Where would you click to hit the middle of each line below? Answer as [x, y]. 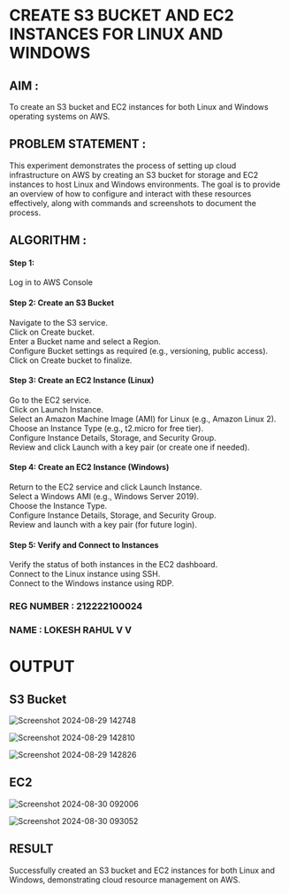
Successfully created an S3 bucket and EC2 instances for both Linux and [142, 870]
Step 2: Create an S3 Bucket [62, 303]
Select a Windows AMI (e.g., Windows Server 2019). [104, 497]
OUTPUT [42, 667]
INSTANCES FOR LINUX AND [116, 34]
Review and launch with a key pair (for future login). [103, 525]
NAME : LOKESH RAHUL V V [71, 630]
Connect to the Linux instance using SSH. [85, 574]
